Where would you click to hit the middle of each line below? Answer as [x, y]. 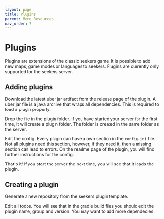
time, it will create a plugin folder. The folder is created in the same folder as [82, 124]
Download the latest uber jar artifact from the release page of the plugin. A [81, 99]
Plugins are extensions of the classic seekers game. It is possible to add [78, 61]
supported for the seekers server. [39, 72]
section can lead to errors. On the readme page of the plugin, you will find [80, 149]
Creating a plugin [32, 185]
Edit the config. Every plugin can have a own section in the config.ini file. [80, 139]
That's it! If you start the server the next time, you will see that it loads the [80, 164]
